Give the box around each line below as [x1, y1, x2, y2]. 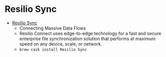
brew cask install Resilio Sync [19, 47, 87, 52]
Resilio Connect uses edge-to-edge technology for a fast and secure [19, 30, 161, 36]
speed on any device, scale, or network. [19, 41, 102, 47]
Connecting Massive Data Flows [19, 25, 86, 31]
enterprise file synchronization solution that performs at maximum [19, 36, 156, 42]
